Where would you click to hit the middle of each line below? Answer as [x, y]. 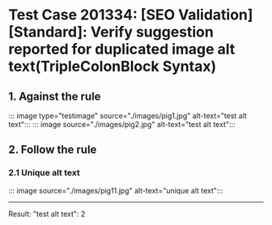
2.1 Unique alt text [44, 173]
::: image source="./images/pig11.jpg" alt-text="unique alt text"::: [116, 190]
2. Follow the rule [53, 150]
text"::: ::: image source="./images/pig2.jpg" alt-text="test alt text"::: [122, 124]
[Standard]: [48, 32]
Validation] [215, 15]
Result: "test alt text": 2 [47, 214]
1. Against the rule [55, 96]
